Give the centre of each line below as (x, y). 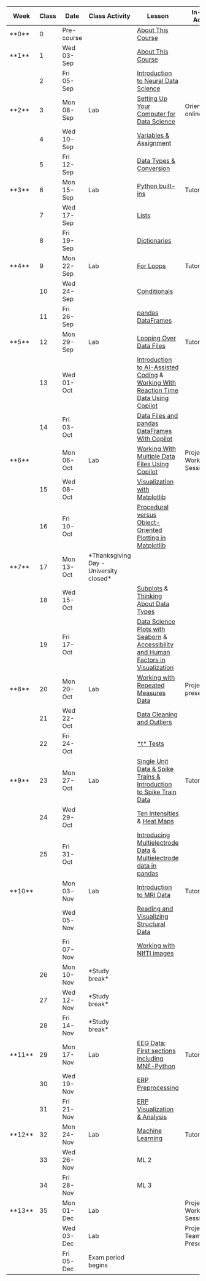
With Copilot (155, 439)
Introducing (154, 835)
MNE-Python (156, 1066)
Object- (149, 523)
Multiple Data (156, 456)
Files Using (153, 464)
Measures (151, 693)
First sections (156, 1051)
